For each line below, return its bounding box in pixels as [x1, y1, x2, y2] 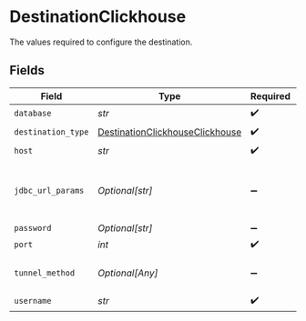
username [14, 296, 52, 306]
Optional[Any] [97, 266, 158, 279]
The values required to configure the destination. [9, 36, 193, 47]
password [14, 223, 52, 233]
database [14, 108, 52, 119]
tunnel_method [14, 267, 76, 278]
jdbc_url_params [14, 185, 85, 196]
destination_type [14, 127, 89, 137]
